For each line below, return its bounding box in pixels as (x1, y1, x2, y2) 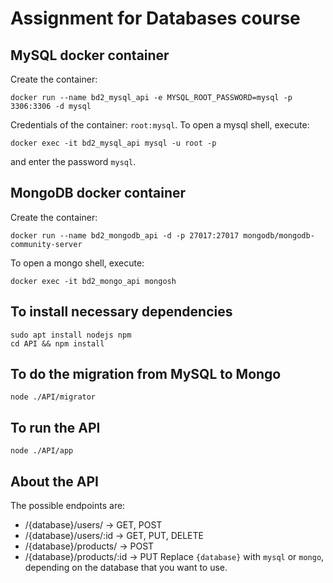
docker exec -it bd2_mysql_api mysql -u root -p (10, 138, 217, 148)
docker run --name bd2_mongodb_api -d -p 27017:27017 (10, 230, 240, 241)
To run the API (10, 419, 101, 436)
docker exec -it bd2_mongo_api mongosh (10, 276, 177, 286)
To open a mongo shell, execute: (10, 257, 145, 269)
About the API (10, 473, 100, 490)
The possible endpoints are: (10, 500, 126, 512)
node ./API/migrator (10, 392, 97, 402)
